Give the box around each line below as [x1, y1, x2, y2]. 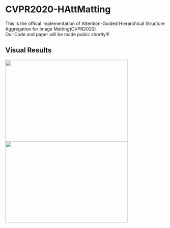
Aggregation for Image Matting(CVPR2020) [5, 25, 96, 32]
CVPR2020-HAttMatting [5, 4, 111, 15]
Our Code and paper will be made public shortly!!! [5, 31, 110, 37]
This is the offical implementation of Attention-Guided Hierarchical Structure [5, 20, 165, 26]
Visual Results [5, 46, 52, 54]
